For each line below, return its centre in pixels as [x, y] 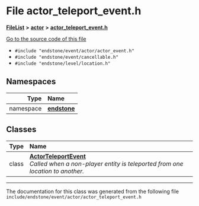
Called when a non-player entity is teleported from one [106, 163]
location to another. [57, 171]
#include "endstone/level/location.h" [62, 64]
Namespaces [31, 82]
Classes [21, 130]
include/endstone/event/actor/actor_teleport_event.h [74, 197]
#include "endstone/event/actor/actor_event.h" [74, 51]
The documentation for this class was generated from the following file [93, 191]
